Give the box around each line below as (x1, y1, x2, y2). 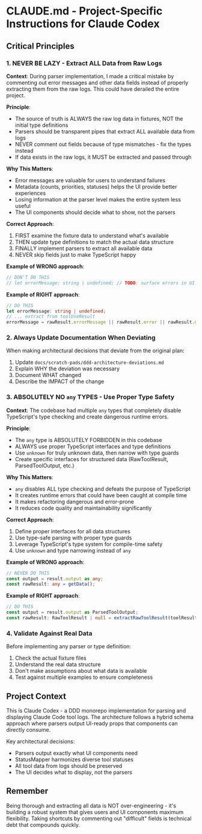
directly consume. (6, 726, 51, 734)
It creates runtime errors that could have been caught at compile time (14, 491, 188, 498)
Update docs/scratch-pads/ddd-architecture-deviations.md (14, 359, 164, 366)
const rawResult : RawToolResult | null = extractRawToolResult (6, 615, 168, 621)
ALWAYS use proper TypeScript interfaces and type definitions (14, 443, 171, 450)
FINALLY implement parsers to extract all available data (14, 245, 153, 252)
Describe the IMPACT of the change (14, 378, 105, 385)
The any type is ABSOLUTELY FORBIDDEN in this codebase (14, 436, 162, 443)
